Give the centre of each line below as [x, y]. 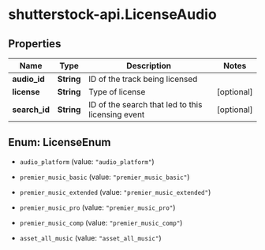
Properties [35, 44]
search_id [31, 110]
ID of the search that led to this [146, 104]
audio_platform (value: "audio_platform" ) [87, 161]
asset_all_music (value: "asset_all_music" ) [90, 237]
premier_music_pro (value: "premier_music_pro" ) [97, 207]
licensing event [117, 114]
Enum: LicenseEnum [60, 142]
